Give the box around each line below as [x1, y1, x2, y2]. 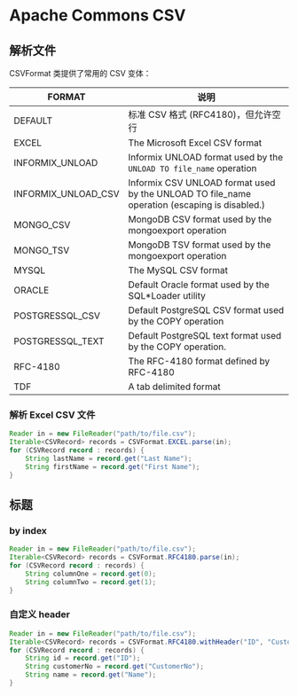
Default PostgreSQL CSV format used [128, 304, 285, 316]
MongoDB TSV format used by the [128, 239, 271, 251]
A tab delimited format [128, 380, 222, 393]
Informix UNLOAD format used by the [128, 152, 284, 163]
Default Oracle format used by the [128, 278, 271, 291]
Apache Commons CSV [9, 5, 186, 26]
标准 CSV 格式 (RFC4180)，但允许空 [128, 108, 281, 121]
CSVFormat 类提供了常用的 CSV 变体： [9, 68, 152, 78]
